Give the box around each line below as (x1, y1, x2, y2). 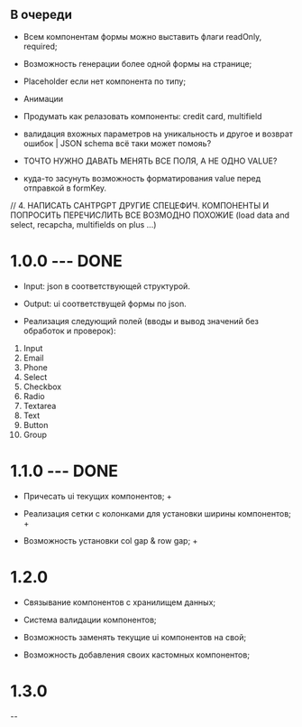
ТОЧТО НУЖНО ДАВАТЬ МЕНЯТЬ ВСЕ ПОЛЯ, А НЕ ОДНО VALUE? (23, 155, 278, 166)
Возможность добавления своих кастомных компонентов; (23, 649, 251, 660)
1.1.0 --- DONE (10, 461, 119, 481)
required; (23, 41, 58, 51)
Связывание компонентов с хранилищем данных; (23, 596, 216, 608)
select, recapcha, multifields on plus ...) (10, 219, 157, 229)
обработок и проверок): (23, 325, 116, 336)
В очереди (10, 7, 73, 23)
